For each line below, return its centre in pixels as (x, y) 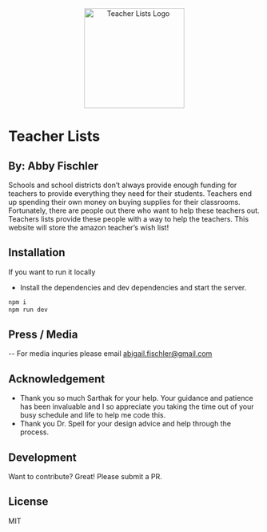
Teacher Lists (54, 136)
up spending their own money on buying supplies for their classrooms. (125, 202)
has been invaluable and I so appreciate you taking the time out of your (137, 406)
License (28, 502)
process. (34, 432)
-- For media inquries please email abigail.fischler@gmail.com (110, 354)
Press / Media (43, 334)
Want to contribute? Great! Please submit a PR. (85, 476)
